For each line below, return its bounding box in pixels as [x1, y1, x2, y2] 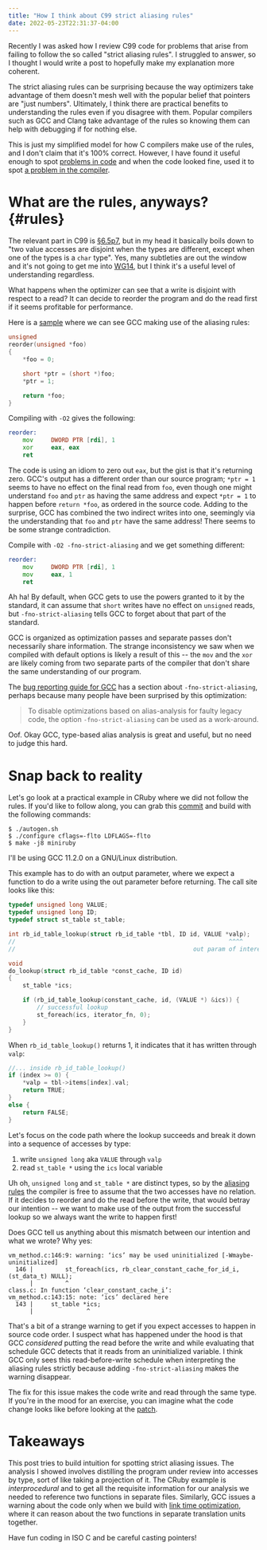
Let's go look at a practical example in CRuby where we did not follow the [8, 793, 249, 802]
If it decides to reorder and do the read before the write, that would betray [8, 1195, 250, 1204]
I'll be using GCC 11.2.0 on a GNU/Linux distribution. [8, 853, 178, 863]
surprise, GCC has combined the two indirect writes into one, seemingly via [8, 508, 256, 517]
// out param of [8, 945, 237, 953]
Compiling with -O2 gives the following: [8, 414, 136, 423]
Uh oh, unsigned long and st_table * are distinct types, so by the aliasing [8, 1178, 250, 1187]
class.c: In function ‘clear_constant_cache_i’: [8, 1286, 172, 1294]
